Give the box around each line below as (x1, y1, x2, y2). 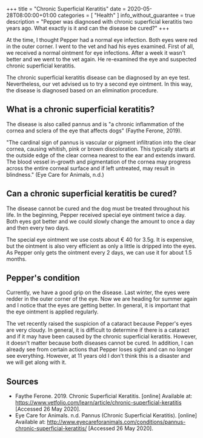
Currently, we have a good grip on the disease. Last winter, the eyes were (6, 289, 190, 296)
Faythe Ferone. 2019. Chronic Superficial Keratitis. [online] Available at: (15, 392, 193, 400)
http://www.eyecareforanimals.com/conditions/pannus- (47, 419, 186, 426)
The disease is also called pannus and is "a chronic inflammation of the (6, 120, 184, 128)
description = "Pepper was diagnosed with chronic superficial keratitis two (6, 18, 193, 25)
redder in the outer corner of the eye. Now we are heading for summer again (6, 295, 198, 303)
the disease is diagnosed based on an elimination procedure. (6, 87, 159, 94)
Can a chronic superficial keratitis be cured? (6, 188, 177, 199)
